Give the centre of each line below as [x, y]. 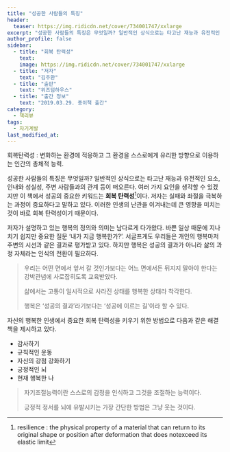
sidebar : [20, 45]
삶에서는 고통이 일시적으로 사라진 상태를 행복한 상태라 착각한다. [108, 291]
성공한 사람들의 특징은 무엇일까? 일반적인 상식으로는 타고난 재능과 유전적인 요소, [114, 179]
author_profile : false [39, 39]
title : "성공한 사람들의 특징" [45, 13]
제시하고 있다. [38, 329]
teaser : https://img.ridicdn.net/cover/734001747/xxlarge [98, 26]
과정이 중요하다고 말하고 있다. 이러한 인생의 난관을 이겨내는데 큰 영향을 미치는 [117, 204]
